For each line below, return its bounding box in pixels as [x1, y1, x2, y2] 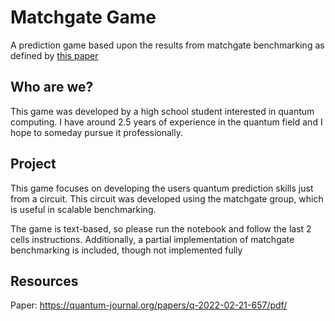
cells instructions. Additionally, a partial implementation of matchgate [10, 233, 295, 245]
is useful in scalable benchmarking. [10, 203, 157, 215]
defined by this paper [10, 49, 99, 61]
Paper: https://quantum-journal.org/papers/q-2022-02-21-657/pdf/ [10, 299, 288, 311]
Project [10, 156, 57, 173]
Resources [10, 272, 79, 290]
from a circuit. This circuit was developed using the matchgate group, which [10, 192, 324, 205]
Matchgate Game [10, 6, 157, 29]
